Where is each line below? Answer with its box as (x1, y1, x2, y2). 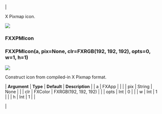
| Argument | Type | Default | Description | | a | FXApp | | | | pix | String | (5, 84, 152, 90)
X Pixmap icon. (5, 14, 36, 19)
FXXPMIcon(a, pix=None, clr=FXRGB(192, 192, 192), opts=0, (5, 48, 151, 55)
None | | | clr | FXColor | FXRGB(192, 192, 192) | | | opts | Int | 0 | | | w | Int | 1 (5, 89, 158, 95)
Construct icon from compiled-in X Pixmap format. (5, 74, 107, 80)
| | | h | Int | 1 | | (5, 94, 36, 100)
